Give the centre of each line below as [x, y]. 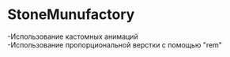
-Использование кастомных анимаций [73, 36]
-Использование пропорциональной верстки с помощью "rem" [115, 44]
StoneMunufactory [71, 15]
